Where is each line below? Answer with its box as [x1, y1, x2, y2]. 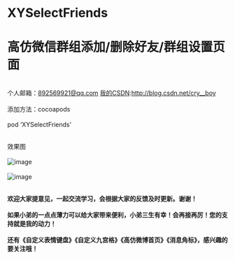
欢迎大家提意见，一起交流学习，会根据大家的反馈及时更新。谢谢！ [7, 194, 197, 203]
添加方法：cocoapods [7, 105, 71, 114]
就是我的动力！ [13, 220, 57, 228]
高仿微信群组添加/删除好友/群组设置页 [7, 39, 225, 55]
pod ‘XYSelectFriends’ [7, 121, 72, 129]
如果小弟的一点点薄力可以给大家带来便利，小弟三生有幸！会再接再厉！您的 [7, 211, 222, 219]
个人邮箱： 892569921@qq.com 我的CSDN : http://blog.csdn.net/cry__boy [7, 89, 217, 98]
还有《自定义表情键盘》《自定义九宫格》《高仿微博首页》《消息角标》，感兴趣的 [7, 236, 228, 244]
